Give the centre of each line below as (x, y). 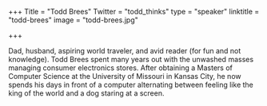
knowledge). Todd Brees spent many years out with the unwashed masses (131, 59)
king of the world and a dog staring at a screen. (86, 93)
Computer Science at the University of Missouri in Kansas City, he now (125, 76)
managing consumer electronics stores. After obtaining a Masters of (121, 68)
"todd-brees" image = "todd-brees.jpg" (73, 20)
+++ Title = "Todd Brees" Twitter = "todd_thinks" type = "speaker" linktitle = (134, 12)
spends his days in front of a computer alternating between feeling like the (131, 84)
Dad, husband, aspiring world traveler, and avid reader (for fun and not (125, 51)
